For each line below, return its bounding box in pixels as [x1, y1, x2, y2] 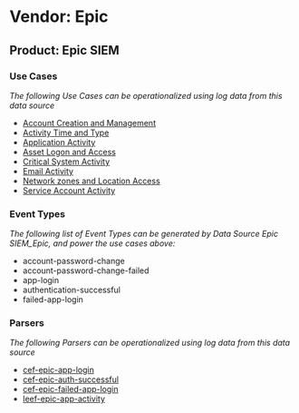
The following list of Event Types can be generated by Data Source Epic [9, 229, 279, 240]
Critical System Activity [22, 156, 111, 167]
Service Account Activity [22, 184, 116, 196]
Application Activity [22, 136, 96, 147]
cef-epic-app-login [22, 365, 95, 376]
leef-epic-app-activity [22, 393, 106, 405]
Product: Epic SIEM [9, 43, 120, 58]
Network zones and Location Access [22, 175, 160, 186]
